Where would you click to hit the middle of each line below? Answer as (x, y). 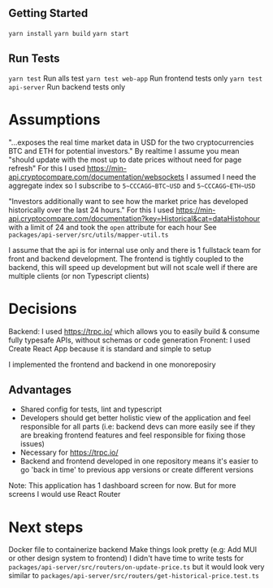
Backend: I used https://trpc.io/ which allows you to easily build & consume (134, 331)
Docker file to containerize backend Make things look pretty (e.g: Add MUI (133, 550)
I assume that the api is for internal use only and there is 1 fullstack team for (135, 250)
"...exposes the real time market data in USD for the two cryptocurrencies (131, 142)
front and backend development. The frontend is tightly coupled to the (126, 259)
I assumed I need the (221, 176)
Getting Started (48, 13)
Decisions (43, 309)
